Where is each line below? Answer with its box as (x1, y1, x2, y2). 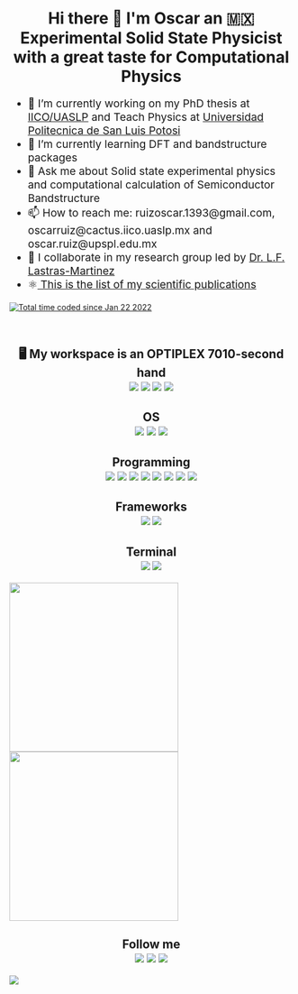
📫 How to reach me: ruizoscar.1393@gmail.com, (27, 206, 275, 220)
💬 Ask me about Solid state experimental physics (27, 164, 276, 179)
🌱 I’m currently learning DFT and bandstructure (27, 137, 267, 152)
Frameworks (115, 500, 187, 515)
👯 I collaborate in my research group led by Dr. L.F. (27, 250, 285, 265)
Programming (112, 455, 191, 470)
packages (27, 151, 78, 165)
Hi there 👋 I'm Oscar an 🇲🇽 (48, 8, 255, 29)
